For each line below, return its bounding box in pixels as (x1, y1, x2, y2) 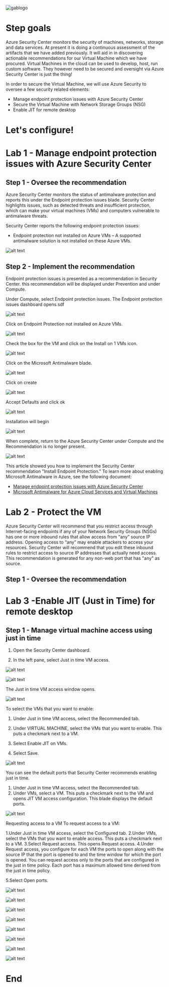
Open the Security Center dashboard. (13, 647, 91, 653)
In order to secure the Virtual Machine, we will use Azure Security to (6, 81, 147, 87)
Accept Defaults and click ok (6, 399, 65, 405)
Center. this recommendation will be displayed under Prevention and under (6, 281, 160, 287)
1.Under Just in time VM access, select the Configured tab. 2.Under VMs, (6, 830, 157, 836)
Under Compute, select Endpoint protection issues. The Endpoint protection (6, 296, 162, 302)
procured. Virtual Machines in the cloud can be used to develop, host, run (6, 60, 158, 67)
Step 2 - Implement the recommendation (6, 262, 135, 271)
